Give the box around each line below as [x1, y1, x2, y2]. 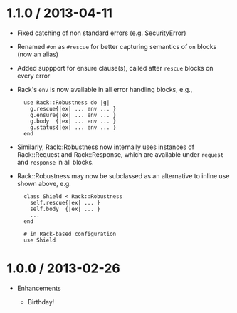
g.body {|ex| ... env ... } [30, 118, 117, 125]
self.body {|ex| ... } [30, 205, 100, 212]
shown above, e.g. [16, 179, 72, 188]
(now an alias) [16, 50, 58, 58]
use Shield [23, 237, 56, 244]
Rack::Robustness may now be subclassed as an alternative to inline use [16, 171, 230, 180]
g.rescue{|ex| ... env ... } [30, 105, 117, 112]
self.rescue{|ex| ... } [30, 199, 100, 206]
